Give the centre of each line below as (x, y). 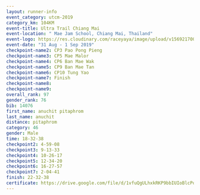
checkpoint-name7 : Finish (38, 78)
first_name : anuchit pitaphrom (45, 111)
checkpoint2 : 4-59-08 (33, 144)
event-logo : (21, 39)
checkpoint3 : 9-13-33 (33, 150)
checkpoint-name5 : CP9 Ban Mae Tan (50, 67)
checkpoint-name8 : (29, 84)
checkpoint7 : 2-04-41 (33, 172)
